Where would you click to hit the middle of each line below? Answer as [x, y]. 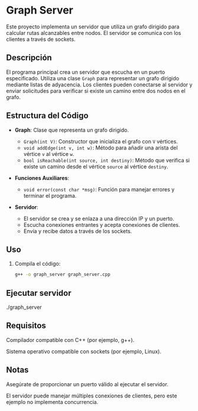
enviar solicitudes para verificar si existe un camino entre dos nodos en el [96, 91]
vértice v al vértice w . [49, 154]
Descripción [29, 58]
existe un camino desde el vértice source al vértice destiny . [96, 167]
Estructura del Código [47, 116]
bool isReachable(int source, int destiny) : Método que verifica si [107, 160]
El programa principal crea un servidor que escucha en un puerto [86, 72]
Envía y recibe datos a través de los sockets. [78, 231]
